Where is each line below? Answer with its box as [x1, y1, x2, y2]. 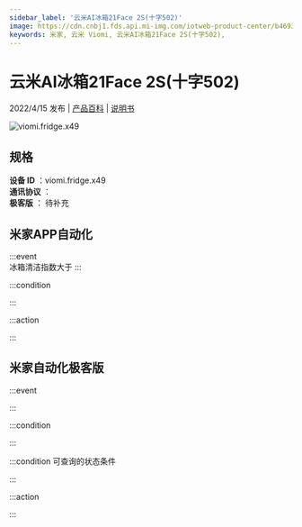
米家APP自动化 [9, 226, 93, 241]
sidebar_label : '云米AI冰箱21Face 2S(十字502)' [9, 13, 182, 23]
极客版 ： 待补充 [9, 197, 69, 208]
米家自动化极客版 [9, 360, 104, 376]
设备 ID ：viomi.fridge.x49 [9, 175, 106, 186]
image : [9, 22, 34, 31]
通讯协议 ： [9, 186, 51, 197]
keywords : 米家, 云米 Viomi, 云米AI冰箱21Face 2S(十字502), [9, 30, 226, 39]
